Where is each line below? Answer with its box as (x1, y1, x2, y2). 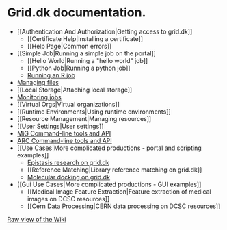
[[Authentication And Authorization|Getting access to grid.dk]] (16, 27, 193, 36)
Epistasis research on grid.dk (27, 158, 109, 166)
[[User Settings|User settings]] (16, 122, 104, 130)
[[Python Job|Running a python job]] (27, 64, 131, 72)
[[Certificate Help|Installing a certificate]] (27, 34, 144, 42)
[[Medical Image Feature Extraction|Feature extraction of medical (27, 187, 211, 196)
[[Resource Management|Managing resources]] (16, 114, 152, 123)
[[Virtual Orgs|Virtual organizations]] (16, 100, 120, 108)
